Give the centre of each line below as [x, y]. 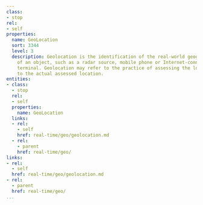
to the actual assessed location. [60, 74]
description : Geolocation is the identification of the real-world [98, 57]
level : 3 [23, 51]
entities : [19, 79]
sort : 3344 [25, 46]
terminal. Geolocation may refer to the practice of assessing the [104, 68]
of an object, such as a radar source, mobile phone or [89, 62]
